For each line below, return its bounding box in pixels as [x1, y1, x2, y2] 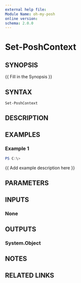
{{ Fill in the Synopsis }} [5, 74, 52, 80]
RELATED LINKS [5, 271, 54, 280]
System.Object [5, 240, 41, 247]
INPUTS [5, 195, 29, 204]
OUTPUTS [5, 225, 36, 233]
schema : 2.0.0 [5, 20, 34, 26]
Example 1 [5, 145, 30, 152]
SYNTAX [5, 88, 32, 96]
